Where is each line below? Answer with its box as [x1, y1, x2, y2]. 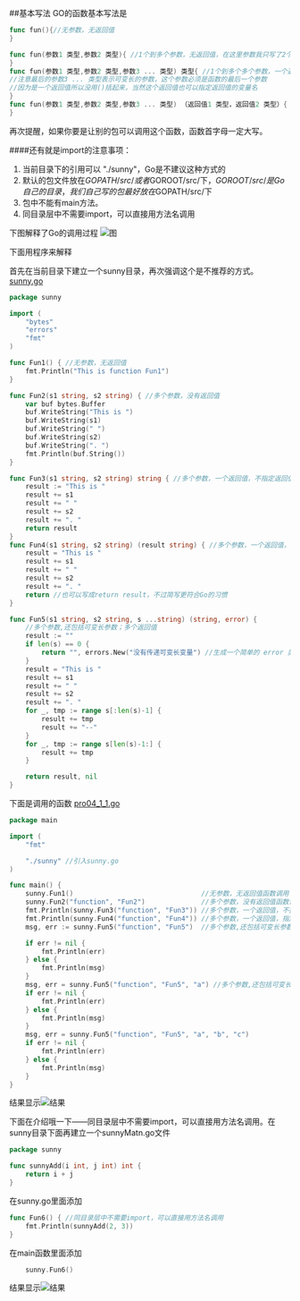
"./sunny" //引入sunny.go [25, 856, 119, 865]
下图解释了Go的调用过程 [9, 227, 98, 238]
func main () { [9, 880, 62, 890]
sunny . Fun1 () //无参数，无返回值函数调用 [25, 889, 289, 898]
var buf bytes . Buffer [25, 399, 105, 409]
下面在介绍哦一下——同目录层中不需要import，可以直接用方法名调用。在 [9, 1117, 276, 1127]
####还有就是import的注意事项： [9, 144, 132, 155]
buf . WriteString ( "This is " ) [25, 408, 134, 417]
